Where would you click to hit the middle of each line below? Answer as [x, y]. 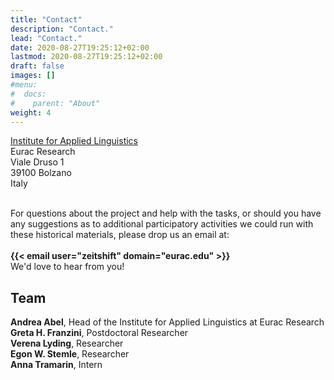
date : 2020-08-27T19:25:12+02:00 [80, 47]
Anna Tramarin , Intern [56, 365]
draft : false [37, 66]
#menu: [24, 85]
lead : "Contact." [46, 38]
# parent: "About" [55, 103]
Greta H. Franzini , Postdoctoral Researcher [99, 333]
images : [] [33, 76]
